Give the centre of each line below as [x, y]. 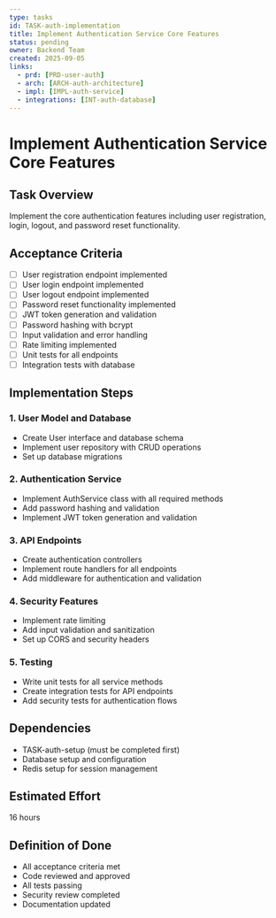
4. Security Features [54, 601]
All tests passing [52, 885]
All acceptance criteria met [71, 867]
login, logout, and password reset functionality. [95, 226]
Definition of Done [61, 845]
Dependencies [50, 728]
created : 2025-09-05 [47, 58]
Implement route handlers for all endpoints [99, 569]
